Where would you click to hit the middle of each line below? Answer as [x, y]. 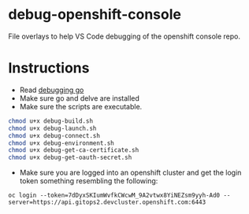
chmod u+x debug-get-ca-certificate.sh [74, 150]
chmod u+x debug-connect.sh [54, 135]
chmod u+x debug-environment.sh [61, 143]
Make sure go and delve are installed [80, 98]
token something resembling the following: [89, 181]
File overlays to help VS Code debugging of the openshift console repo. [124, 36]
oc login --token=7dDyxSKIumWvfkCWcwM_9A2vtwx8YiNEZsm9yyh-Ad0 [114, 196]
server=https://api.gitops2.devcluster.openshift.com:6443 [107, 202]
